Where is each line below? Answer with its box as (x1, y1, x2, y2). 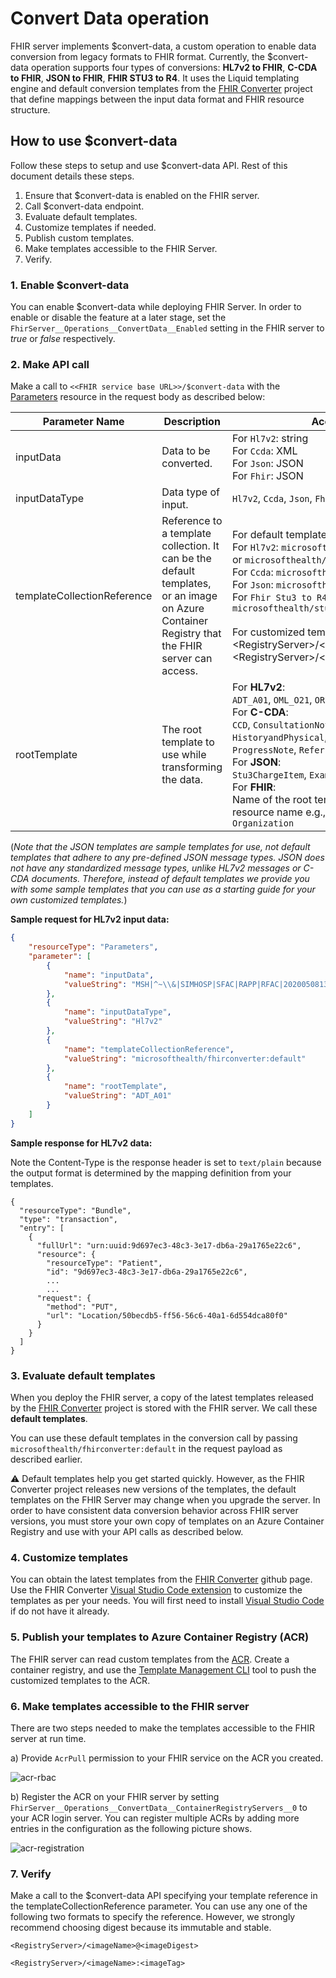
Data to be (161, 444, 211, 458)
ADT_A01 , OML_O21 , (231, 693, 313, 707)
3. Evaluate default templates (10, 1368, 156, 1382)
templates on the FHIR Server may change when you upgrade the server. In (10, 1494, 321, 1506)
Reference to (161, 514, 223, 528)
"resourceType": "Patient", (46, 1258, 163, 1268)
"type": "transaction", (19, 1214, 118, 1224)
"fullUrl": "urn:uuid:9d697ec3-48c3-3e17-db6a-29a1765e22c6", (36, 1240, 302, 1251)
